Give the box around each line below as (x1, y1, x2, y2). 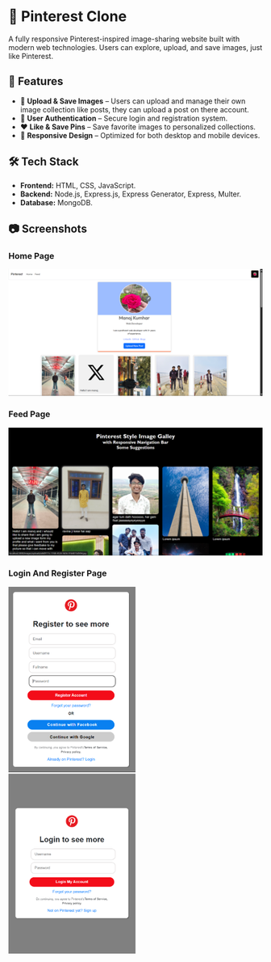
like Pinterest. (8, 51, 54, 61)
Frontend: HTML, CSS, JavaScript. (19, 180, 136, 190)
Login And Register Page (8, 567, 107, 579)
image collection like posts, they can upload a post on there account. (19, 104, 250, 114)
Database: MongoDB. (19, 197, 93, 207)
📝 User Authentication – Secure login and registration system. (19, 113, 228, 123)
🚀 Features (8, 74, 64, 88)
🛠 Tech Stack (8, 155, 79, 169)
